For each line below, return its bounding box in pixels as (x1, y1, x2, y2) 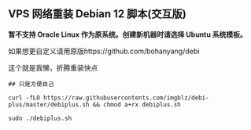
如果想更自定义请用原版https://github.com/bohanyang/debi (8, 46, 200, 56)
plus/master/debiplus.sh (8, 100, 90, 108)
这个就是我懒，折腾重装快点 (8, 63, 98, 72)
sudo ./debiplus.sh (8, 114, 72, 122)
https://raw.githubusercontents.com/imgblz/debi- (42, 93, 210, 102)
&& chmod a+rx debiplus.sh (92, 100, 181, 108)
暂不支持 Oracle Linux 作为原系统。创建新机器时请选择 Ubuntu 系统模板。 (8, 30, 247, 39)
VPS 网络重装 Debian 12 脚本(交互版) (8, 7, 186, 21)
